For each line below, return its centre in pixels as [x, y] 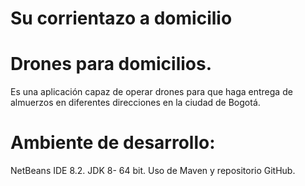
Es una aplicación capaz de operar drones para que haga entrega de [151, 92]
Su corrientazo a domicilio [121, 18]
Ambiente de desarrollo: [113, 143]
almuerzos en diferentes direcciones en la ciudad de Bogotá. [135, 103]
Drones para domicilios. [111, 64]
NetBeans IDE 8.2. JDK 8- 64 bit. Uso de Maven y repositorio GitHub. [153, 171]
